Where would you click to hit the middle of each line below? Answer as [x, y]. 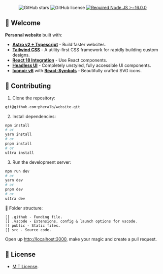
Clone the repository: [34, 98]
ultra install [20, 152]
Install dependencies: [34, 116]
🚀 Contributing [28, 86]
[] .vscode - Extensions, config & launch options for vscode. [71, 221]
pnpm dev [14, 189]
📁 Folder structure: [24, 208]
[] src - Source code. [28, 230]
